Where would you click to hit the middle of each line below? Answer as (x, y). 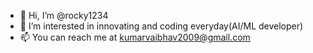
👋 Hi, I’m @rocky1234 (64, 15)
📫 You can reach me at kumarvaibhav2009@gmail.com (135, 37)
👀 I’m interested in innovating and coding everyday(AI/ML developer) (161, 26)
